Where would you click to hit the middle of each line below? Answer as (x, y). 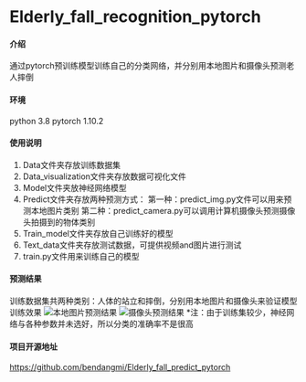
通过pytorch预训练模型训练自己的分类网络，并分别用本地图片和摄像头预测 (148, 66)
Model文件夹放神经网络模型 (74, 187)
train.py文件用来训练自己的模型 (81, 256)
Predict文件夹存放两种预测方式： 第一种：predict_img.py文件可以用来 (153, 199)
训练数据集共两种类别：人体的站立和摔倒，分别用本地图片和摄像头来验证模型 (153, 301)
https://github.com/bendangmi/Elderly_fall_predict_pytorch (120, 367)
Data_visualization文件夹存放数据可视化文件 (105, 176)
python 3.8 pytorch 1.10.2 (57, 121)
